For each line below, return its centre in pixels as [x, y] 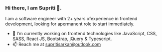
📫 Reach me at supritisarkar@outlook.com [57, 45]
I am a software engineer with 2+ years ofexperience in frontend [71, 19]
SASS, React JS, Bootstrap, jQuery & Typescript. [62, 39]
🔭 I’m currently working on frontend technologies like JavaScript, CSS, [84, 34]
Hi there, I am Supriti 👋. [33, 8]
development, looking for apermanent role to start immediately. [70, 24]
